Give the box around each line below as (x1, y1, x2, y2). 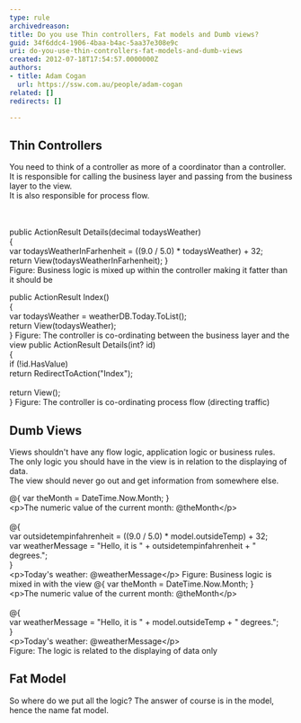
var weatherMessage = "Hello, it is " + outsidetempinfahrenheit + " (9, 541, 256, 551)
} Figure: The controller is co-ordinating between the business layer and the (9, 330, 290, 341)
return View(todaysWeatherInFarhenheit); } (9, 255, 169, 266)
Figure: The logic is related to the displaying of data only (9, 646, 218, 656)
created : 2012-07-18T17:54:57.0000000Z (9, 55, 159, 64)
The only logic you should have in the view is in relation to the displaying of (9, 456, 288, 467)
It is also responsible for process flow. (9, 190, 150, 201)
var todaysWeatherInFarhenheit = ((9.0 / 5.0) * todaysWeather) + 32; (9, 246, 263, 257)
